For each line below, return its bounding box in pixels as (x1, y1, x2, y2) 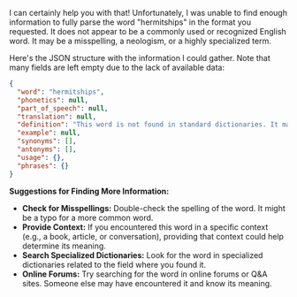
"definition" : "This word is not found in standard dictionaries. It (17, 120, 278, 129)
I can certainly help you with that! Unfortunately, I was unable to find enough (9, 8, 287, 18)
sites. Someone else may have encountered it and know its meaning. (21, 278, 272, 288)
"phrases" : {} (17, 161, 69, 171)
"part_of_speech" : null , (17, 103, 109, 113)
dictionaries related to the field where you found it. (21, 259, 206, 270)
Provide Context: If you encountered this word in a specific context (21, 221, 269, 232)
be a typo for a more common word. (21, 212, 154, 223)
